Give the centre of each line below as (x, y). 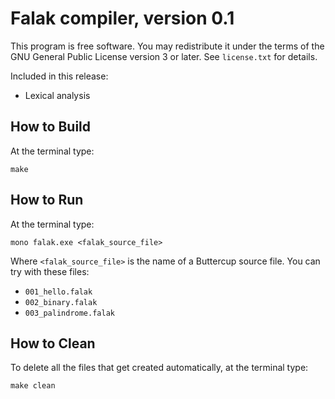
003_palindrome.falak (69, 313)
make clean (33, 386)
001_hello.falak (58, 292)
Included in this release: (59, 76)
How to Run (47, 200)
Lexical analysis (57, 95)
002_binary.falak (61, 302)
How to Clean (53, 343)
